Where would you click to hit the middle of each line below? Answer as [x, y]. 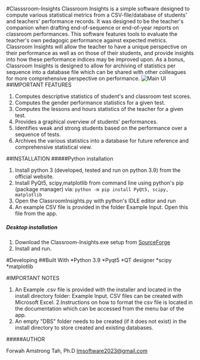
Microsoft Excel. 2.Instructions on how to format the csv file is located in [104, 302]
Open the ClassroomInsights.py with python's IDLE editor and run [95, 201]
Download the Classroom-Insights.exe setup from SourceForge [93, 242]
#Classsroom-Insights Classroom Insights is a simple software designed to [98, 9]
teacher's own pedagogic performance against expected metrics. [87, 40]
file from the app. [36, 213]
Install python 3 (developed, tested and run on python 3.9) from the [98, 170]
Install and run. [33, 248]
